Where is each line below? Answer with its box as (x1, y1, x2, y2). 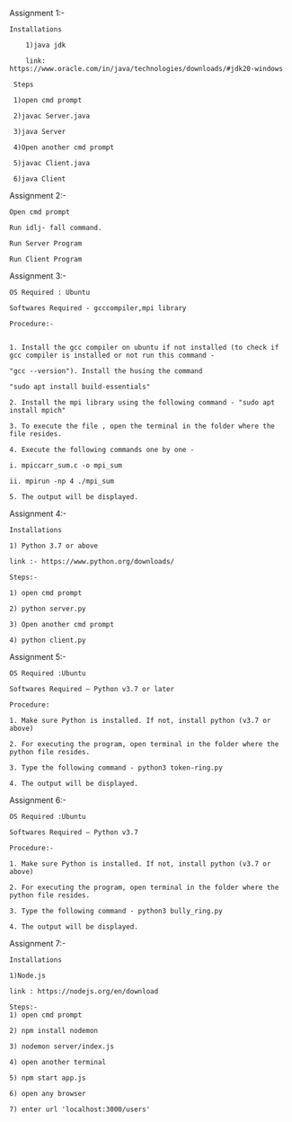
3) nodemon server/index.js (9, 1042, 115, 1051)
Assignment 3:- (9, 271, 67, 281)
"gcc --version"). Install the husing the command (9, 367, 203, 376)
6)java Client (13, 174, 66, 183)
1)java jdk (25, 40, 66, 49)
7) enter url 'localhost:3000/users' (9, 1105, 151, 1114)
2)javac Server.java (13, 111, 91, 120)
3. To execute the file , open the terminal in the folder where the (9, 422, 276, 431)
